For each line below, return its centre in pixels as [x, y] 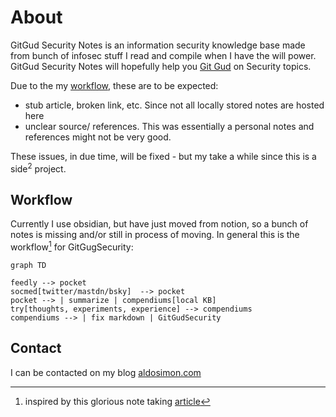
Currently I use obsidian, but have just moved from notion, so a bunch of [159, 224]
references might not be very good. [98, 137]
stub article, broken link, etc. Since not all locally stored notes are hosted [174, 105]
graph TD [28, 266]
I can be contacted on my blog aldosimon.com [106, 372]
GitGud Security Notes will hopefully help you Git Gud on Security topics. [161, 66]
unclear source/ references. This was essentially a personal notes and [169, 126]
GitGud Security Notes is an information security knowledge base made [158, 45]
